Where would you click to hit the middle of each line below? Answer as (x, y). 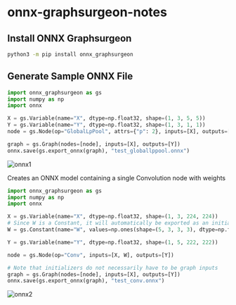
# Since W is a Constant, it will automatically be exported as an (108, 223)
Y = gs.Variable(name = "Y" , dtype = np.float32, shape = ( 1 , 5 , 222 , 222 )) (113, 242)
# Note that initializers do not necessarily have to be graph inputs (113, 268)
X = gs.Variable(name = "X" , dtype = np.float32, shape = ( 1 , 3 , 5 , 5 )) (106, 118)
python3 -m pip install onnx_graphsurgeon (70, 54)
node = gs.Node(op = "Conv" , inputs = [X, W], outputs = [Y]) (91, 255)
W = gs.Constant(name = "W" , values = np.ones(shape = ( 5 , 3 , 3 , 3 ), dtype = (113, 230)
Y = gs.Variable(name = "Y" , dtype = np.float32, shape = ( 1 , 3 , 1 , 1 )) (106, 125)
